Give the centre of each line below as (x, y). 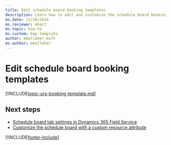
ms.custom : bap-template (32, 34)
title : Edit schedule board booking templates (55, 10)
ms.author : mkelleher (28, 43)
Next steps (23, 110)
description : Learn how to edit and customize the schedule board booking (86, 15)
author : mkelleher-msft (31, 39)
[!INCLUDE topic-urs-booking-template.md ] (51, 93)
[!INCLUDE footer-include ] (32, 137)
